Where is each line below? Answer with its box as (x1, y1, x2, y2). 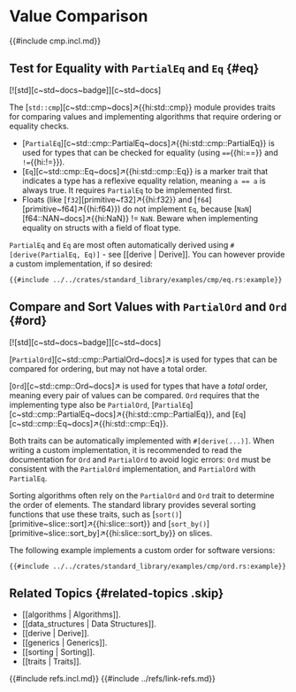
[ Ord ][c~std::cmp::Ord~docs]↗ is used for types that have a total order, (9, 381, 268, 391)
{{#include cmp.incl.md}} (9, 35, 102, 46)
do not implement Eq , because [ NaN (122, 204, 249, 214)
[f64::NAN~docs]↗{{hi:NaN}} (21, 212, 130, 223)
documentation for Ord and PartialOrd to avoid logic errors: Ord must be (9, 454, 271, 465)
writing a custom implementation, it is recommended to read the (9, 444, 243, 455)
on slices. (178, 527, 213, 538)
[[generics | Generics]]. (21, 637, 108, 648)
